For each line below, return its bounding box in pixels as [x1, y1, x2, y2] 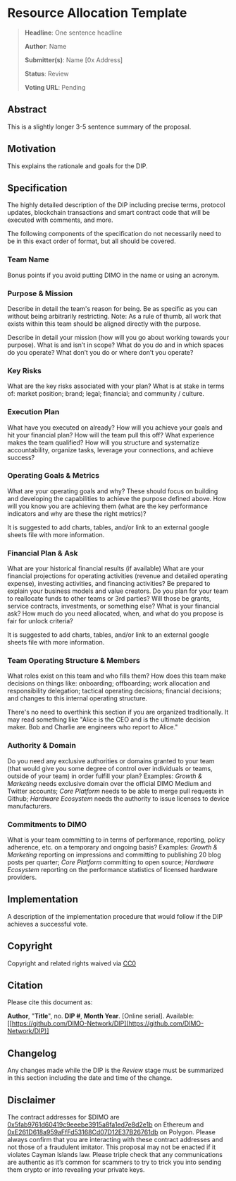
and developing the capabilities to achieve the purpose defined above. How [7, 494, 227, 503]
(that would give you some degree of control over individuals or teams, [7, 764, 213, 772]
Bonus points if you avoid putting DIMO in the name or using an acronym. [7, 271, 220, 279]
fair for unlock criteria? [7, 617, 73, 625]
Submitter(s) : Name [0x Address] [24, 55, 123, 64]
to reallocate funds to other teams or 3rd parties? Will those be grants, [7, 594, 211, 603]
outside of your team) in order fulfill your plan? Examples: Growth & [7, 772, 203, 780]
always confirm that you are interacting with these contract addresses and [7, 1136, 223, 1144]
